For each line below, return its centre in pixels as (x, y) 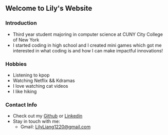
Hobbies (16, 64)
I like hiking (25, 91)
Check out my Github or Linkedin (48, 116)
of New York (26, 40)
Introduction (21, 23)
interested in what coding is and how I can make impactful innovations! (88, 50)
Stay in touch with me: (36, 121)
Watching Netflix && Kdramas (44, 80)
